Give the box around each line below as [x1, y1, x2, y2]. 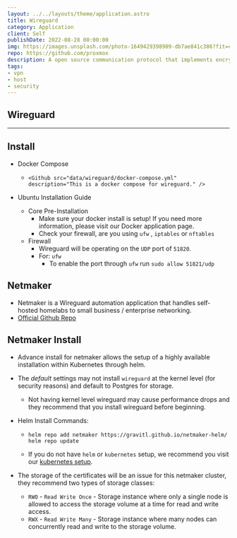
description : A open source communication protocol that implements [7, 56, 213, 64]
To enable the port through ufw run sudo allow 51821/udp [49, 259, 215, 268]
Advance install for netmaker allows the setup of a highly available [17, 352, 210, 361]
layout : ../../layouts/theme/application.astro [7, 10, 150, 18]
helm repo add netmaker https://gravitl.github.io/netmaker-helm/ [28, 431, 228, 438]
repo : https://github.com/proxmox [7, 50, 109, 57]
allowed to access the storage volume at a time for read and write [28, 499, 219, 508]
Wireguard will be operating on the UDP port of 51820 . [38, 244, 192, 253]
